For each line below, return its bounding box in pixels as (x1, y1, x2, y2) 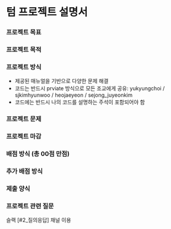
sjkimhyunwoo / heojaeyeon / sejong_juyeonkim (14, 91, 132, 98)
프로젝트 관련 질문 (6, 202, 55, 210)
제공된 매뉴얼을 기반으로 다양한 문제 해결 (14, 78, 109, 85)
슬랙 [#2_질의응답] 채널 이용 (6, 217, 71, 224)
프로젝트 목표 (6, 28, 42, 36)
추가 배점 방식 (6, 167, 43, 176)
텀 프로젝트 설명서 (6, 5, 88, 19)
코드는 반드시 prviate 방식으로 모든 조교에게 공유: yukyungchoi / (14, 85, 165, 92)
